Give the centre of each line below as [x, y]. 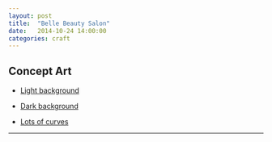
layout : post [30, 16]
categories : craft [39, 38]
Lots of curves [44, 122]
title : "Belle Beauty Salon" [59, 23]
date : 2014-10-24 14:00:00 [57, 31]
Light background [49, 90]
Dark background [49, 106]
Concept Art [40, 71]
